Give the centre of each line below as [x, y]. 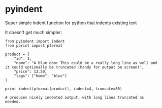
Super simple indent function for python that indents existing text [71, 23]
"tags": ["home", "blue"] [41, 76]
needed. [13, 102]
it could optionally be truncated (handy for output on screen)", [75, 67]
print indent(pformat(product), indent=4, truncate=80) [64, 89]
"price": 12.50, [31, 72]
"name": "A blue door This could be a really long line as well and [86, 63]
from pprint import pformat [34, 45]
